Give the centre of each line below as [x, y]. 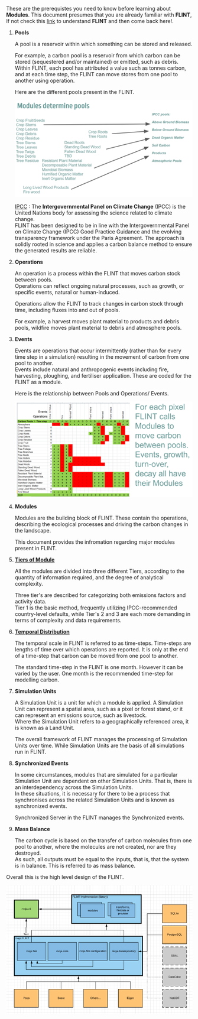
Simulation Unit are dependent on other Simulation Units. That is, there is [103, 781]
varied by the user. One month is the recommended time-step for [94, 674]
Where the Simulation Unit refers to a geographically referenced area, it [102, 722]
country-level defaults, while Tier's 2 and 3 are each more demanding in [103, 614]
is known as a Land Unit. [45, 728]
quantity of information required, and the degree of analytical [89, 577]
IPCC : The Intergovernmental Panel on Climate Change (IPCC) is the [100, 206]
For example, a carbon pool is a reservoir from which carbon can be [98, 55]
